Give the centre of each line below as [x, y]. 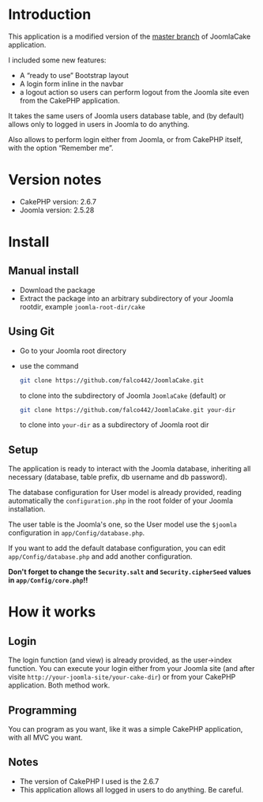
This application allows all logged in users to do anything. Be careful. [131, 789]
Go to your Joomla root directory [73, 350]
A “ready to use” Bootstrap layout [74, 75]
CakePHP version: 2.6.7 [58, 201]
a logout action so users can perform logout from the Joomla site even [134, 92]
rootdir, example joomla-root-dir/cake [83, 306]
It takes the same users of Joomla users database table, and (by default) [126, 115]
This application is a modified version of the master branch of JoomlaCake [130, 36]
